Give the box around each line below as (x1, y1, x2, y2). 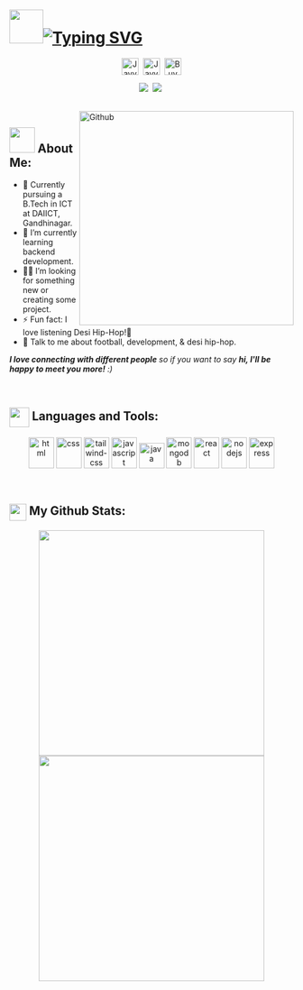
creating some (22, 294, 77, 305)
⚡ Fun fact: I (22, 314, 68, 325)
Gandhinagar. (22, 217, 73, 228)
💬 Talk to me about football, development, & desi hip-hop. (22, 336, 237, 347)
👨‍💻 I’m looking (22, 265, 77, 276)
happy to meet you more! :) (9, 363, 113, 374)
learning (22, 236, 54, 247)
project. (22, 303, 51, 315)
